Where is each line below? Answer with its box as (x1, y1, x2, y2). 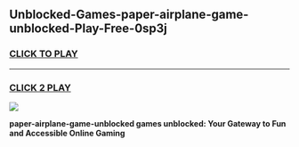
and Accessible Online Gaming (9, 127, 125, 138)
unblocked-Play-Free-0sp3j (9, 21, 167, 37)
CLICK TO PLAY (9, 48, 78, 61)
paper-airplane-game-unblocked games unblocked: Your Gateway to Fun (9, 118, 287, 128)
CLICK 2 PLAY (9, 81, 71, 94)
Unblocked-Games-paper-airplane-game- (9, 7, 249, 22)
